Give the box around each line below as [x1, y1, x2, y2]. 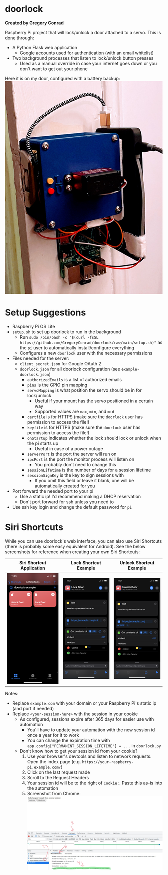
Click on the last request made [27, 769, 90, 775]
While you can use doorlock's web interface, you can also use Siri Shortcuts [5, 538, 162, 544]
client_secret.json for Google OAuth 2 [19, 360, 101, 366]
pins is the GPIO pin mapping [27, 382, 88, 388]
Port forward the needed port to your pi [12, 488, 94, 494]
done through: [5, 35, 34, 41]
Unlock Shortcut [119, 560, 155, 566]
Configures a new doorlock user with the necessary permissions [19, 350, 153, 356]
